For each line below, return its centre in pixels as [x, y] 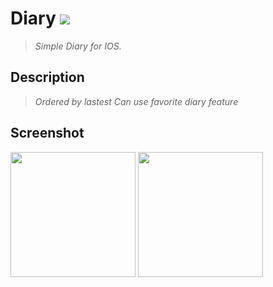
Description [47, 77]
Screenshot [47, 133]
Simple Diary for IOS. [78, 46]
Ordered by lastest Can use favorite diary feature [136, 101]
